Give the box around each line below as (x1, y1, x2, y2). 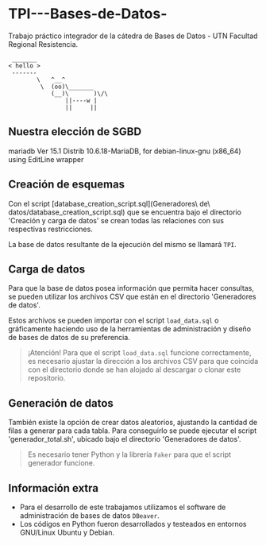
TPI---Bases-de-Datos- (8, 5, 168, 23)
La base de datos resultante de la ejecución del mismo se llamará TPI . (8, 239, 237, 249)
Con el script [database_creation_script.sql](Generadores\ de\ (8, 199, 210, 208)
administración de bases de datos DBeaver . (19, 511, 160, 520)
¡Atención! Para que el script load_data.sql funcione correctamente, (27, 348, 252, 358)
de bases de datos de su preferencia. (8, 333, 131, 342)
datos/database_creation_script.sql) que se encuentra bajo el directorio (8, 207, 242, 217)
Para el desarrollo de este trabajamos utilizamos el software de (19, 502, 226, 512)
